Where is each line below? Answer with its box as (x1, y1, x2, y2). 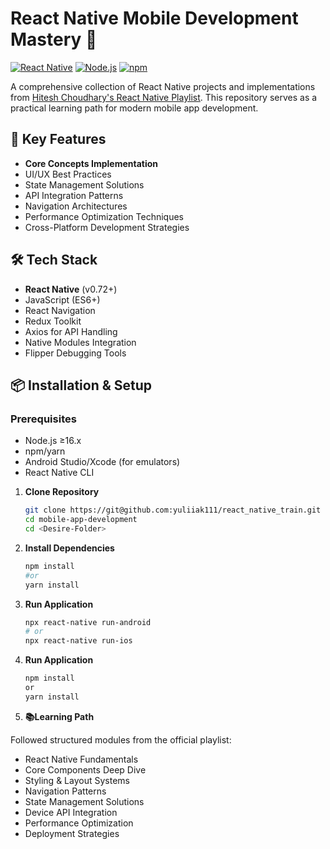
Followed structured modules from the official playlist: (10, 733, 232, 746)
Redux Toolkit (24, 315, 82, 327)
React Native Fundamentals (24, 753, 139, 765)
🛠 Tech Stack (10, 252, 98, 269)
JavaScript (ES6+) (24, 293, 101, 306)
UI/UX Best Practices (24, 168, 112, 180)
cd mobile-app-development (24, 515, 138, 525)
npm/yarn (24, 445, 66, 457)
